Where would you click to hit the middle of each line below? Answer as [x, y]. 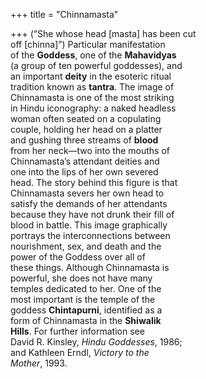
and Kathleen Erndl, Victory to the [80, 352]
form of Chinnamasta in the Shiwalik [86, 320]
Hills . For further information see [77, 331]
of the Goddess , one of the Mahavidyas [93, 55]
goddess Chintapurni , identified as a [86, 310]
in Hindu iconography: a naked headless [93, 108]
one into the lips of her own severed [84, 172]
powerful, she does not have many [81, 278]
